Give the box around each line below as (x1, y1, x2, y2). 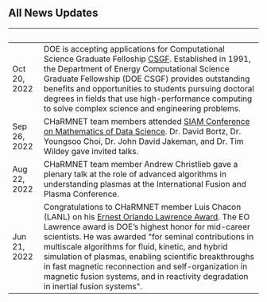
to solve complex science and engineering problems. (43, 103, 241, 114)
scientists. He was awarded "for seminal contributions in (43, 230, 254, 242)
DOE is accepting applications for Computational (43, 43, 225, 54)
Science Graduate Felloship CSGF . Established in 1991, (43, 53, 251, 64)
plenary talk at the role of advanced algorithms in (43, 168, 226, 180)
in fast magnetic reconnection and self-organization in (43, 261, 248, 272)
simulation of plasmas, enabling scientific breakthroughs (43, 250, 254, 261)
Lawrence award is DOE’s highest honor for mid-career (43, 221, 250, 232)
